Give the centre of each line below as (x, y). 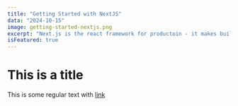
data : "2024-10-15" (36, 20)
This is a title (45, 75)
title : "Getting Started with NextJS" (64, 14)
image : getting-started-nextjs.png (60, 27)
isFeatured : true (33, 40)
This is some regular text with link (56, 95)
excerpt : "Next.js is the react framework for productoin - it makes (112, 34)
